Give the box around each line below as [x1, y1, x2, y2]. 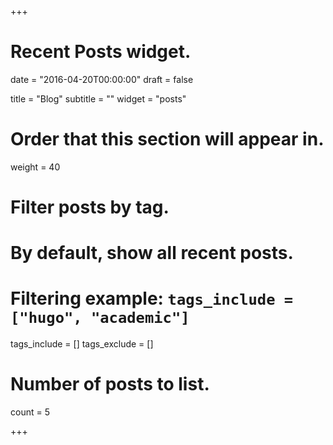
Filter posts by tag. [10, 196, 170, 219]
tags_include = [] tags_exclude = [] [10, 338, 154, 350]
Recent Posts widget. [10, 41, 192, 63]
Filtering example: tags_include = [10, 287, 294, 310]
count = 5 [10, 406, 50, 418]
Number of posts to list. [10, 373, 210, 396]
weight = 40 [10, 161, 61, 173]
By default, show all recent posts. [10, 242, 294, 265]
